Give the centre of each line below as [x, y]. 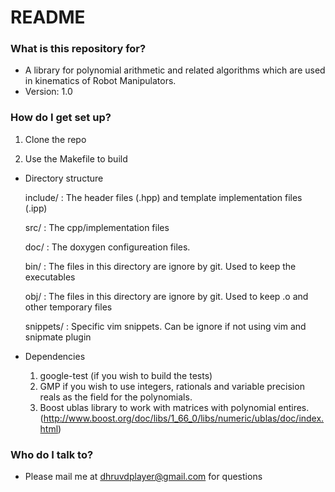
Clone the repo [55, 139]
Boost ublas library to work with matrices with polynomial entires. [174, 407]
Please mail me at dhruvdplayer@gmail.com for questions [143, 477]
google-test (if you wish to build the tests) [126, 375]
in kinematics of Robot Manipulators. [100, 81]
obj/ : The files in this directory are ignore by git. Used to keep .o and [166, 296]
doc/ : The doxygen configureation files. [107, 247]
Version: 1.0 [48, 92]
